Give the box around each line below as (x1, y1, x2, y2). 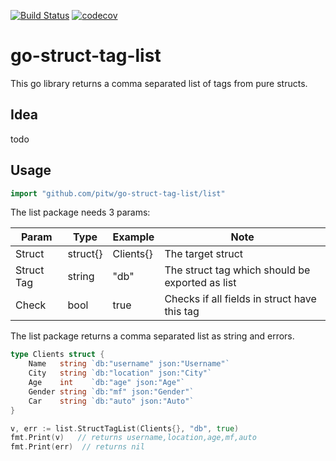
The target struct (164, 247, 244, 261)
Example (112, 230, 155, 244)
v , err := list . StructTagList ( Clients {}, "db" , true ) (10, 423, 240, 434)
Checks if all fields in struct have (164, 292, 317, 306)
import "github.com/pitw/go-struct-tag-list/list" (10, 188, 226, 199)
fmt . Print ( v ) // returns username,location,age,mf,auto (10, 433, 257, 443)
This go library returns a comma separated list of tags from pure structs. (10, 77, 308, 89)
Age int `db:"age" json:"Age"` (28, 378, 186, 388)
